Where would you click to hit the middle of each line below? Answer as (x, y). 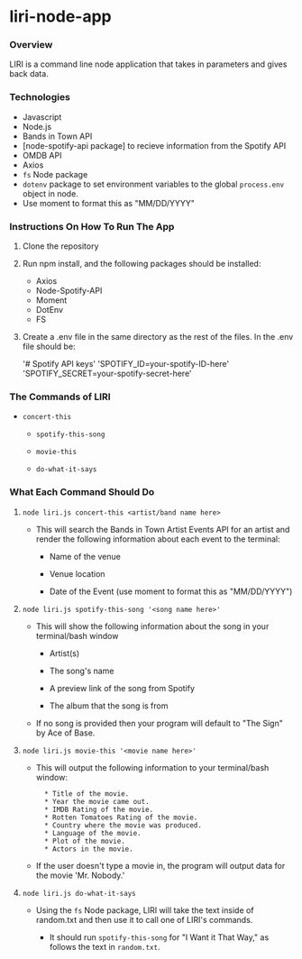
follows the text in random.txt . (105, 946)
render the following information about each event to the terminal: (158, 539)
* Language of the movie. (92, 833)
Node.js (37, 126)
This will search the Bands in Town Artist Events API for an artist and (163, 529)
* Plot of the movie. (85, 841)
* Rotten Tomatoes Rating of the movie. (121, 817)
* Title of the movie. (87, 794)
